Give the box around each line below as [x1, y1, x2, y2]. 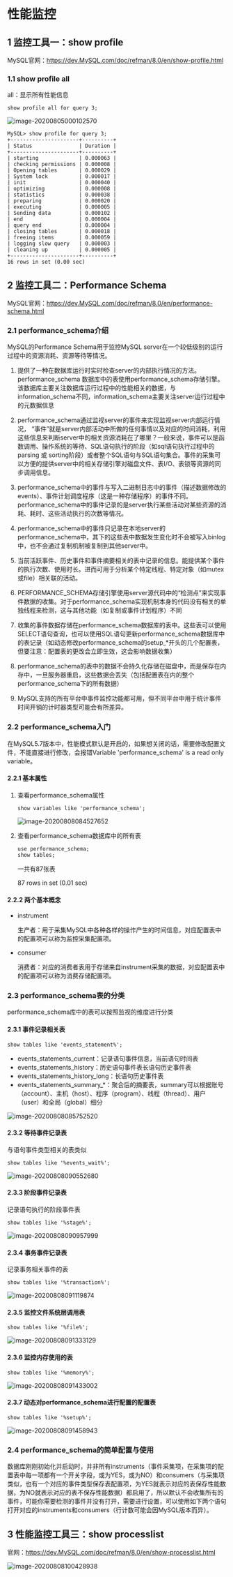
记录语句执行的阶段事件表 [7, 1205, 81, 1214]
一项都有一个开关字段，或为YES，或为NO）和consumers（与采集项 [31, 1471, 225, 1479]
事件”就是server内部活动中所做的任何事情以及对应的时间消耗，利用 [33, 425, 226, 433]
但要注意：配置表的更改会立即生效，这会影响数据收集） [17, 647, 176, 656]
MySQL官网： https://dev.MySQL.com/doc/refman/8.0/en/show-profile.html [7, 57, 224, 64]
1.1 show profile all [7, 74, 70, 84]
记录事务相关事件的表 [7, 1265, 68, 1273]
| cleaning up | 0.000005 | [7, 246, 117, 253]
